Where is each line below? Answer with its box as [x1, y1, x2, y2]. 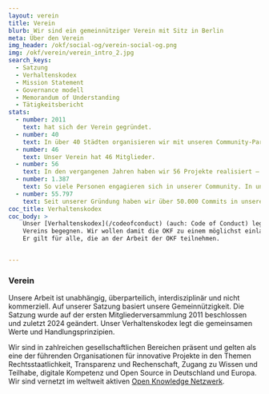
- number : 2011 [15, 116, 66, 124]
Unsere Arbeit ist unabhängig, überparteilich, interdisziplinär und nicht [8, 293, 240, 303]
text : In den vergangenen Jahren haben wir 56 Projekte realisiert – [22, 168, 260, 176]
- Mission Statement [15, 78, 84, 86]
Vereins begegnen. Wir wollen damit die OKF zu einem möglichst [22, 227, 242, 236]
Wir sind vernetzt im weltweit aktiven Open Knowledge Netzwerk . [8, 376, 225, 386]
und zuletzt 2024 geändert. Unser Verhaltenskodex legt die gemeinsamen [8, 319, 253, 328]
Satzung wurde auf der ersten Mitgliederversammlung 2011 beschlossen [8, 310, 247, 320]
